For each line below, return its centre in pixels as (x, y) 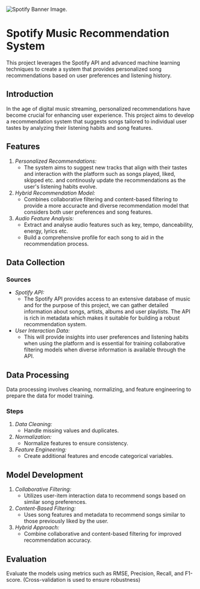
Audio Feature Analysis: (44, 218)
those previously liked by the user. (66, 521)
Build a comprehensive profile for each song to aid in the (94, 237)
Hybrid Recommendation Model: (55, 193)
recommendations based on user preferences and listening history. (89, 75)
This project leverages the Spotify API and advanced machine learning (93, 62)
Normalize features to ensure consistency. (76, 444)
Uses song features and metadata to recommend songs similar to (104, 515)
